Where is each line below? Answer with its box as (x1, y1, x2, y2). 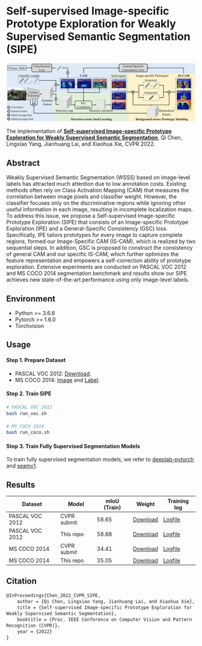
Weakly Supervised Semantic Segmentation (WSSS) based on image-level (6, 174, 191, 181)
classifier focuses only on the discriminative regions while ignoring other (6, 200, 186, 207)
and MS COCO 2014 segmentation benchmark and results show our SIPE (6, 269, 188, 277)
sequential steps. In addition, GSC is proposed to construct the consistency (6, 244, 193, 251)
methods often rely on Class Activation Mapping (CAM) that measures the (6, 186, 189, 194)
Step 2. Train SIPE (6, 390, 52, 398)
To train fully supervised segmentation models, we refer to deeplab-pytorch (6, 456, 194, 463)
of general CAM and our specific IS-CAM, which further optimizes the (6, 251, 179, 258)
